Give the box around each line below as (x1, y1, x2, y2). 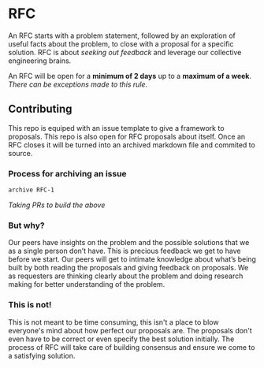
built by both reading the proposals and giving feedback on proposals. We (8, 263, 249, 273)
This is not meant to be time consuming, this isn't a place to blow (8, 317, 219, 327)
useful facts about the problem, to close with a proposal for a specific (8, 39, 234, 48)
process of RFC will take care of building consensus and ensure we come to (8, 342, 255, 351)
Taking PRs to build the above (8, 200, 106, 210)
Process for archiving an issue (8, 168, 128, 179)
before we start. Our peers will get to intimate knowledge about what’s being (8, 255, 256, 264)
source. (8, 148, 33, 158)
